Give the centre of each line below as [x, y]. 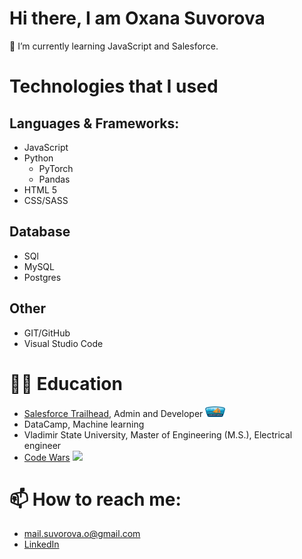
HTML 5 [40, 189]
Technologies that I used [114, 86]
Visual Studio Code [63, 343]
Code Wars [47, 457]
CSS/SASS [46, 200]
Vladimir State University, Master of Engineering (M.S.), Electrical [158, 434]
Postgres [42, 277]
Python [38, 158]
